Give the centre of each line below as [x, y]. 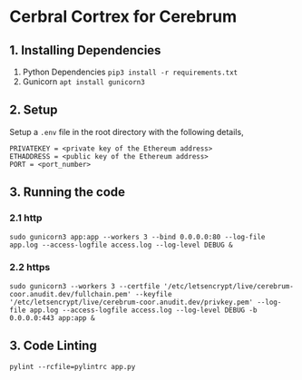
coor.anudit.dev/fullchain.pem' [70, 294]
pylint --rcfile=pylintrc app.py [73, 366]
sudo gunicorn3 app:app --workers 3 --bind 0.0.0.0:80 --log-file [137, 237]
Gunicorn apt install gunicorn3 [83, 82]
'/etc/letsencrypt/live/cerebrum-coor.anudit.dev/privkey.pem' [132, 302]
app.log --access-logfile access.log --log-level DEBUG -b [143, 310]
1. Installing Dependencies [85, 50]
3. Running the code [67, 192]
